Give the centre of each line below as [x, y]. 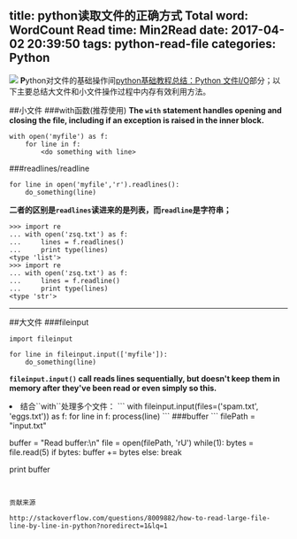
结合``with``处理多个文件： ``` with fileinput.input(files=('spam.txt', [140, 406]
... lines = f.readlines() [67, 242]
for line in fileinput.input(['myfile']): [88, 354]
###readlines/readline [49, 168]
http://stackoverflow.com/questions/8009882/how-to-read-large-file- [140, 518]
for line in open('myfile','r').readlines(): [94, 184]
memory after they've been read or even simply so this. [113, 388]
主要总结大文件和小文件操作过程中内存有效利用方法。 [113, 91]
